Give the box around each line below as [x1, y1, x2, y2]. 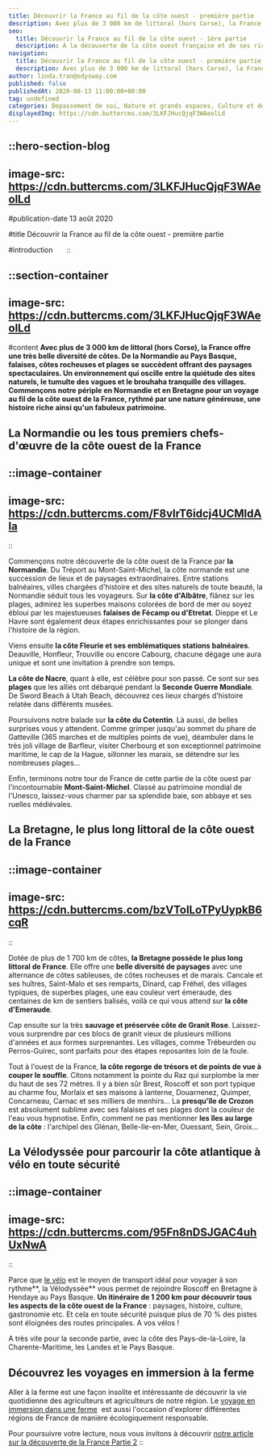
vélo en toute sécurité [8, 1157, 121, 1171]
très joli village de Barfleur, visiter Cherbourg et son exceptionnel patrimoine [8, 741, 261, 750]
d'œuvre [8, 438, 52, 453]
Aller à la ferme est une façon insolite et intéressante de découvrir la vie [8, 1388, 248, 1397]
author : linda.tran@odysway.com [8, 72, 117, 80]
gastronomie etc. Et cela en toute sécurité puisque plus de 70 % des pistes [8, 1309, 257, 1319]
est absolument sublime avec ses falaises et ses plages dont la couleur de [8, 1105, 255, 1114]
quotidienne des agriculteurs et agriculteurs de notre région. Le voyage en [8, 1396, 256, 1405]
